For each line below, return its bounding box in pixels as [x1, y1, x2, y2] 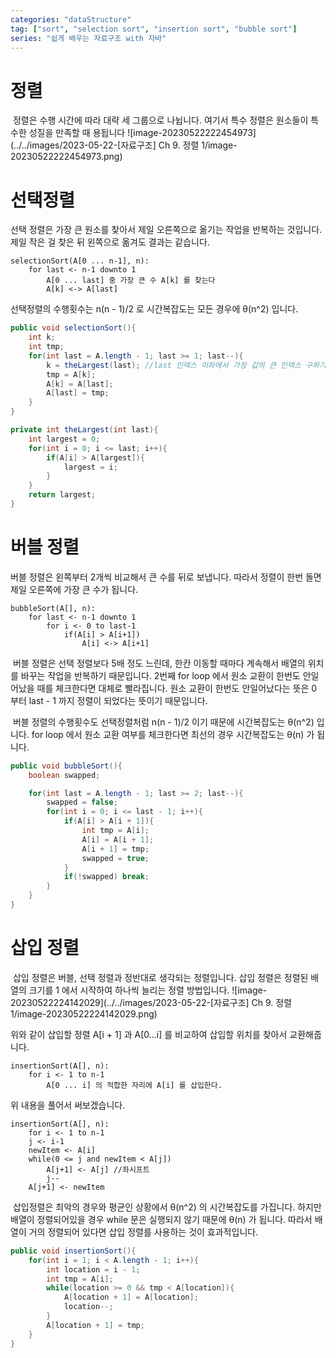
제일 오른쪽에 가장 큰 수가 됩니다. [10, 583, 139, 595]
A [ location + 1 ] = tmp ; [46, 1320, 145, 1330]
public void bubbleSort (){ [10, 761, 123, 771]
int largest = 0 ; [28, 434, 101, 444]
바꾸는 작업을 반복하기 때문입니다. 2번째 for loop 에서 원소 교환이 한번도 [20, 669, 301, 681]
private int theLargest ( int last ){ [10, 425, 159, 435]
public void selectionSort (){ [10, 323, 137, 333]
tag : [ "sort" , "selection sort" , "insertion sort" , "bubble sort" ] [10, 24, 298, 34]
